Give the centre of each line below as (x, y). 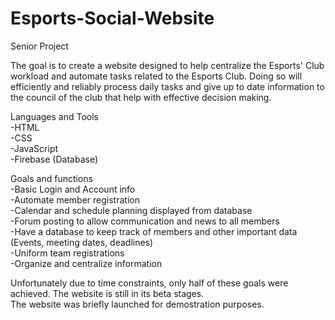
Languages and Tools (55, 116)
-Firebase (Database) (54, 159)
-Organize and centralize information (86, 263)
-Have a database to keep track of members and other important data (154, 231)
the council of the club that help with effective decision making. (141, 97)
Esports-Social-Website (112, 18)
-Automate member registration (75, 199)
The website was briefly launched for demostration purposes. (137, 304)
